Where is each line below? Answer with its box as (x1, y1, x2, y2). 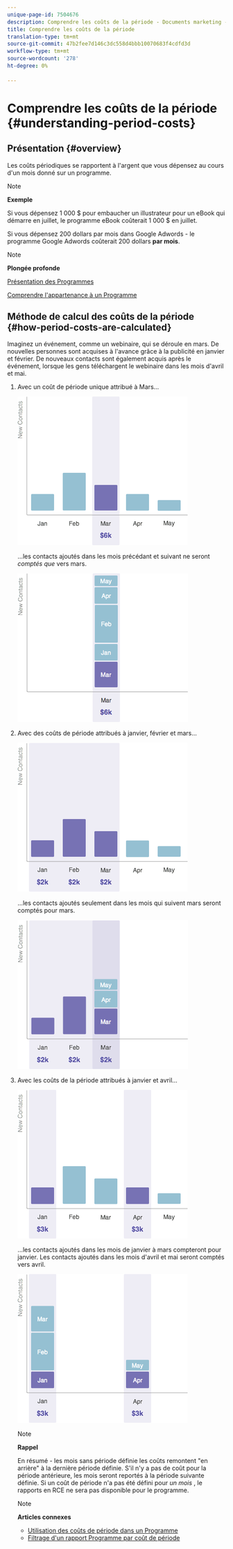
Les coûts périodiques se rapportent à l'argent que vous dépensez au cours (7, 161, 224, 169)
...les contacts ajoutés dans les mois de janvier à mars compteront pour (17, 1245, 222, 1254)
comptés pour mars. (17, 906, 76, 915)
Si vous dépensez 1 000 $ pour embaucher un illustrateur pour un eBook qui (7, 209, 225, 217)
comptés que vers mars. (17, 560, 87, 568)
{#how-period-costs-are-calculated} (7, 322, 172, 334)
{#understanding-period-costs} (7, 115, 196, 131)
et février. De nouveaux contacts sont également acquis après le (7, 354, 192, 363)
